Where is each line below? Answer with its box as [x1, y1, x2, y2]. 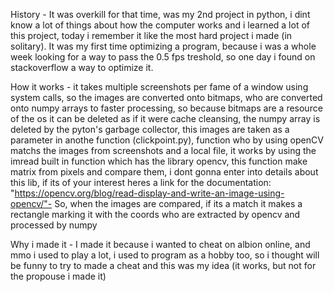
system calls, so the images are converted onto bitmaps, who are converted [10, 92, 323, 103]
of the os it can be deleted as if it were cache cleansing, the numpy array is [10, 113, 321, 124]
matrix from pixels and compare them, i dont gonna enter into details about [10, 166, 319, 178]
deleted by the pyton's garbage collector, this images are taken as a [10, 124, 290, 135]
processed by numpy [10, 219, 98, 231]
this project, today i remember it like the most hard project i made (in [10, 30, 293, 41]
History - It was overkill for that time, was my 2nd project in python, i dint [10, 9, 311, 20]
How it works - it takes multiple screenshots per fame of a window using [10, 81, 309, 93]
